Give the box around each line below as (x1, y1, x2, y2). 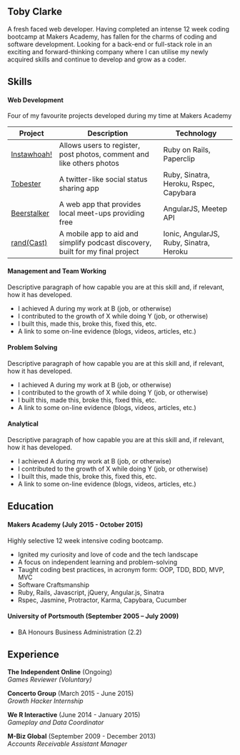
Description (87, 129, 129, 139)
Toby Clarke (7, 6, 63, 18)
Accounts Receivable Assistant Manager (7, 739, 127, 748)
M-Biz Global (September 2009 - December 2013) (7, 731, 156, 740)
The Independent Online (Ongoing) (7, 667, 113, 676)
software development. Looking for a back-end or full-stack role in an (7, 39, 212, 49)
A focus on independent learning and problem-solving (17, 557, 178, 566)
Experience (7, 649, 59, 661)
